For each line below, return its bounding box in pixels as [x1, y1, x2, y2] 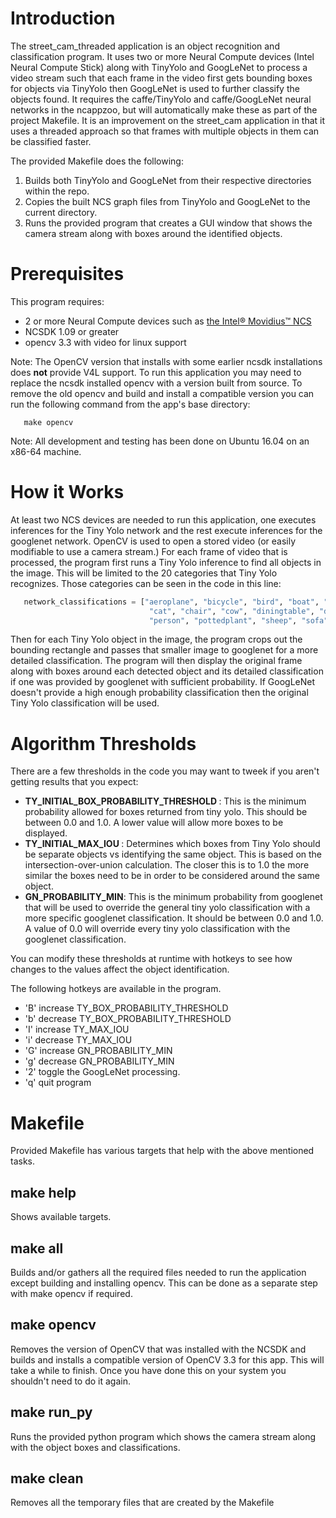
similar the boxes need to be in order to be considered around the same [24, 870, 320, 882]
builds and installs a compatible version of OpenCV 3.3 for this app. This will [10, 1353, 325, 1366]
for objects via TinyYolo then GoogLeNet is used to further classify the [10, 82, 300, 94]
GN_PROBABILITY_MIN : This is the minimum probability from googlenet [24, 891, 323, 903]
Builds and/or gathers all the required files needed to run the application [10, 1266, 307, 1278]
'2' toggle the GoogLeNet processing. [24, 1066, 181, 1078]
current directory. [24, 206, 98, 218]
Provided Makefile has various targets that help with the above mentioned [10, 1145, 315, 1157]
